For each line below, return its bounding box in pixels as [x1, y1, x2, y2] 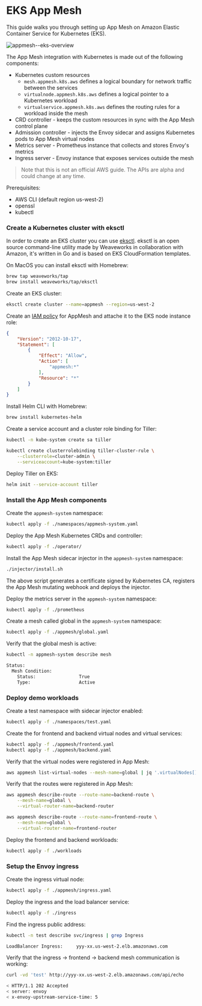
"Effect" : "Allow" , [38, 353, 87, 359]
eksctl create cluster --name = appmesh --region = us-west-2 [6, 301, 155, 307]
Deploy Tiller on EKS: [6, 470, 59, 477]
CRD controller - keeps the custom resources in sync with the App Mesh [14, 116, 195, 123]
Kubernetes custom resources [14, 71, 90, 78]
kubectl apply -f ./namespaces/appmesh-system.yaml [6, 521, 138, 527]
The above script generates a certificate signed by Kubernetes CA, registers [6, 577, 195, 584]
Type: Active [17, 679, 96, 685]
